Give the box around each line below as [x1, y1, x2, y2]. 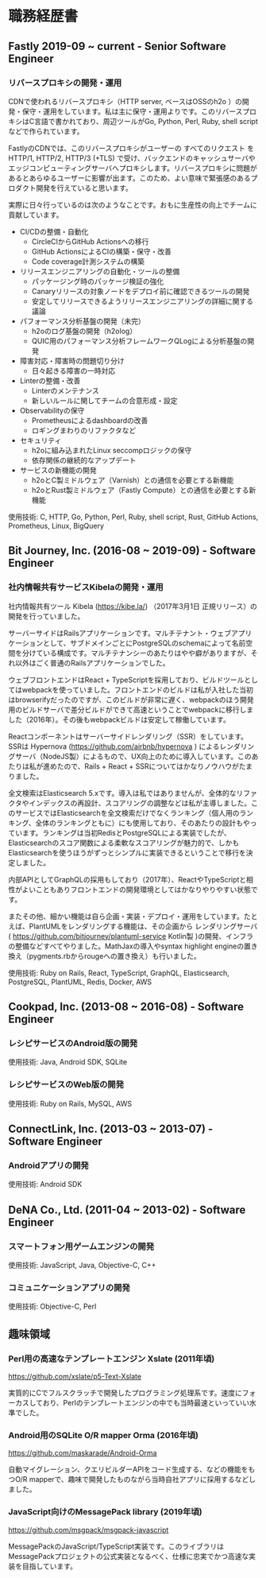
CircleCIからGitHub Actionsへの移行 [31, 236, 149, 246]
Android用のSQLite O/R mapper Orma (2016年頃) [8, 1429, 199, 1440]
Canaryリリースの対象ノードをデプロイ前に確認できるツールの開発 [31, 286, 250, 296]
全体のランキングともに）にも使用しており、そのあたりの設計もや [35, 818, 250, 828]
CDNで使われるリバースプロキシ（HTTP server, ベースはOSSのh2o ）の [8, 96, 243, 106]
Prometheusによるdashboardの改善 [31, 415, 148, 425]
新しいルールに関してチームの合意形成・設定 [31, 395, 178, 405]
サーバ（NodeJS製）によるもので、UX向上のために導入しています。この [14, 751, 252, 761]
